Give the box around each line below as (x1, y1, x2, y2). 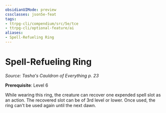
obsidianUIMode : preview (5, 7, 56, 12)
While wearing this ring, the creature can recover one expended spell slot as (5, 92, 161, 98)
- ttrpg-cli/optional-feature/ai (5, 26, 74, 31)
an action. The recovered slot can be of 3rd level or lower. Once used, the (5, 97, 156, 103)
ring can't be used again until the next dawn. (5, 102, 97, 108)
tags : (5, 16, 16, 21)
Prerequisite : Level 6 (5, 82, 49, 88)
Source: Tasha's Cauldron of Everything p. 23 (5, 72, 99, 78)
